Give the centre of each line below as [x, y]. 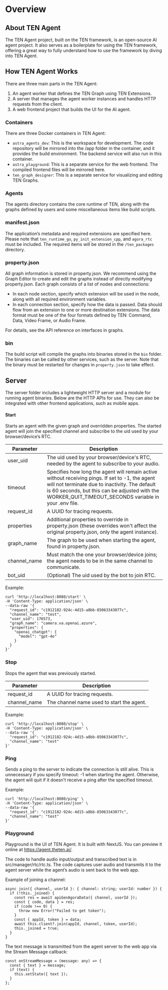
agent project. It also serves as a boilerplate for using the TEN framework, [81, 45]
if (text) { [22, 970]
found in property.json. [74, 546]
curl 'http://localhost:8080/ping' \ [44, 799]
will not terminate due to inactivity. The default [101, 484]
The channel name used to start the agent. [96, 702]
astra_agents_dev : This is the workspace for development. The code [83, 143]
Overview [26, 9]
